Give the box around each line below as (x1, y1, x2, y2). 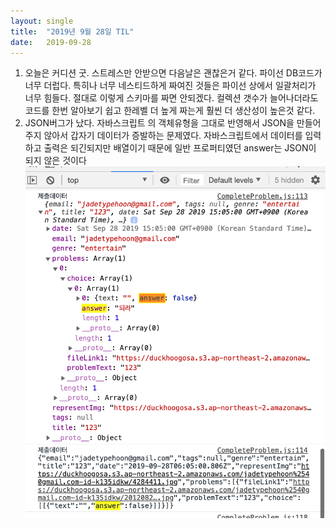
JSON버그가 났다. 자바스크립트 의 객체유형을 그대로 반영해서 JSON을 (24, 117, 295, 129)
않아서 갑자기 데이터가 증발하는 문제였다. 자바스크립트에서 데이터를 (43, 130, 303, 142)
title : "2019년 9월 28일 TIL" (10, 26, 135, 37)
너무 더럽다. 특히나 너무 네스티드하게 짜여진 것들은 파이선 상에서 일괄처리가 (24, 80, 317, 92)
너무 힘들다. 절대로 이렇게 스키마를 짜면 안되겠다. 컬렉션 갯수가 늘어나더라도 (24, 92, 319, 104)
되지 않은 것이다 (24, 155, 87, 167)
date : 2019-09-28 (10, 37, 92, 47)
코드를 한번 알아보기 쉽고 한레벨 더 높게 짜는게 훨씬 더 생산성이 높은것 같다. (24, 105, 316, 117)
